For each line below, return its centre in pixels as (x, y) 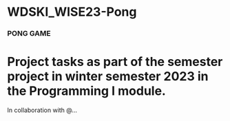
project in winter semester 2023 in (108, 77)
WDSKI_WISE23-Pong (72, 12)
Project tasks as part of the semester (115, 62)
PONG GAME (29, 34)
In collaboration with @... (42, 110)
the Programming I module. (87, 91)
